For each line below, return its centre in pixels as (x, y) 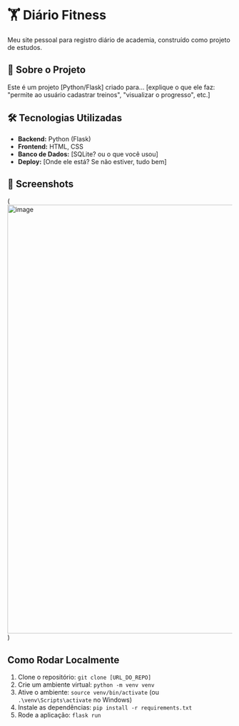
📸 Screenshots (41, 184)
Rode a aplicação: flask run (59, 715)
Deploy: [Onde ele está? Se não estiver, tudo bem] (92, 161)
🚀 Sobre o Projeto (47, 70)
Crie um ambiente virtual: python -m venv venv (86, 685)
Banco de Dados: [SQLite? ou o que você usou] (88, 154)
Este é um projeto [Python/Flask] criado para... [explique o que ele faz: (111, 87)
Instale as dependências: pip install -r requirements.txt (105, 707)
